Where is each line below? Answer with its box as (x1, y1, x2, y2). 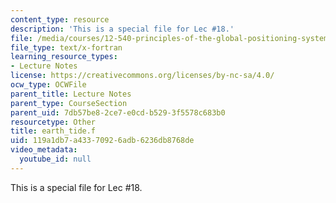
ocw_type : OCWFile (10, 80, 87, 90)
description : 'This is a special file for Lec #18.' (10, 24, 235, 34)
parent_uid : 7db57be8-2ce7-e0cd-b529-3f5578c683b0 (10, 107, 226, 118)
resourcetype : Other (10, 117, 97, 127)
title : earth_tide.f (10, 126, 97, 136)
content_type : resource (10, 14, 110, 25)
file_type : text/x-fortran (10, 42, 123, 53)
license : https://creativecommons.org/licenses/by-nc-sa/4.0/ (10, 71, 275, 81)
